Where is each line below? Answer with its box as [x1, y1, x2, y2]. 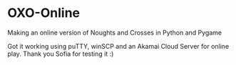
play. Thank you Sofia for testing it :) [7, 49, 114, 58]
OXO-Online [7, 5, 81, 21]
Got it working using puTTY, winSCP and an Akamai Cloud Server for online [7, 42, 230, 50]
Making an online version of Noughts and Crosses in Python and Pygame [7, 28, 222, 37]
